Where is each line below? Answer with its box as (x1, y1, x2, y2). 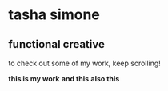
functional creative (8, 38, 106, 51)
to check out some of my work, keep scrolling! (8, 58, 162, 68)
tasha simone (8, 6, 100, 24)
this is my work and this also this (8, 74, 120, 83)
